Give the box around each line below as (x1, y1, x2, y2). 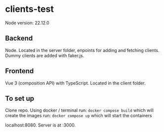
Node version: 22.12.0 (5, 20, 49, 26)
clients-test (5, 3, 54, 15)
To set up (5, 94, 35, 102)
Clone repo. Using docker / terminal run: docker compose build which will (5, 107, 154, 113)
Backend (5, 34, 33, 43)
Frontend (5, 67, 34, 75)
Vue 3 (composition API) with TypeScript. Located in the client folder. (5, 80, 146, 86)
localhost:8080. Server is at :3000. (5, 122, 76, 128)
